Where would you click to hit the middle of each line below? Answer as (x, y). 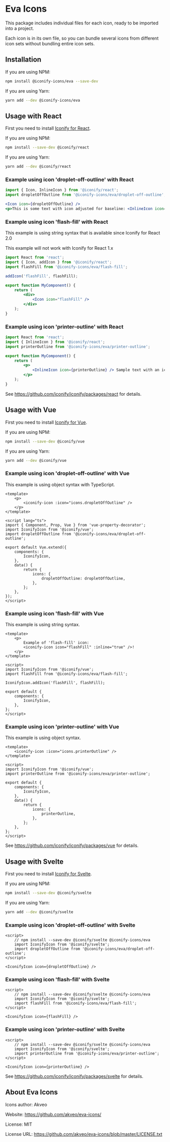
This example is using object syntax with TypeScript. (60, 484)
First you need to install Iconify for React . (48, 128)
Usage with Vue (31, 410)
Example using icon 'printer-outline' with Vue (62, 726)
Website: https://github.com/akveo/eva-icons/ (53, 1114)
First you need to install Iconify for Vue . (46, 422)
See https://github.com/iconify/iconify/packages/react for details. (73, 394)
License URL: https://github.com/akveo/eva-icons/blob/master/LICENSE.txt (84, 1134)
